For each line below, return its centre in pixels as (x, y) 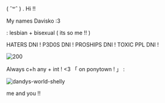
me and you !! (24, 93)
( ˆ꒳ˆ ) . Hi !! (21, 9)
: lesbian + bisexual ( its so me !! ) (48, 33)
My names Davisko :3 (34, 21)
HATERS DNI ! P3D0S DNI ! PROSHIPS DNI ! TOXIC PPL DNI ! (82, 44)
